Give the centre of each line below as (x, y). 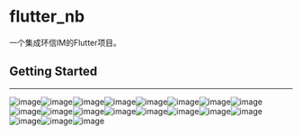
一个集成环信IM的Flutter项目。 (65, 42)
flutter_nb (47, 17)
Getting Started (53, 72)
